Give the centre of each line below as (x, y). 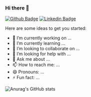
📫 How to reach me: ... (36, 65)
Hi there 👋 (17, 8)
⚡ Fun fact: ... (26, 78)
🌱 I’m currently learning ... (39, 43)
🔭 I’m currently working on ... (42, 38)
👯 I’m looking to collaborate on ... (46, 49)
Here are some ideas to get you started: (46, 28)
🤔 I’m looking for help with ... (42, 54)
